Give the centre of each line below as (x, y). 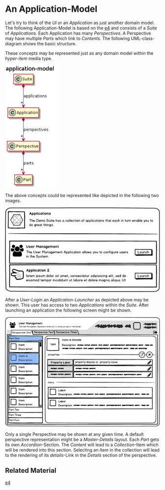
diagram (14, 43)
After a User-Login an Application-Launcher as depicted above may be (77, 300)
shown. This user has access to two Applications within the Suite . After (77, 305)
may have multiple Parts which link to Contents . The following (68, 38)
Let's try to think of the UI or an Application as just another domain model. (80, 23)
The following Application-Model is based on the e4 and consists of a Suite (81, 28)
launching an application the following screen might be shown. (68, 310)
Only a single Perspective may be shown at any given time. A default (74, 434)
